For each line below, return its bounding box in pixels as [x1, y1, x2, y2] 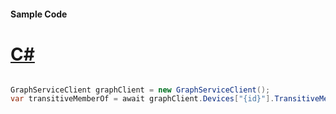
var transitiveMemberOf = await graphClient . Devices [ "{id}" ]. [10, 94, 275, 104]
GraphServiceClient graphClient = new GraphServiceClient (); [10, 85, 271, 95]
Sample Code [10, 8, 68, 20]
